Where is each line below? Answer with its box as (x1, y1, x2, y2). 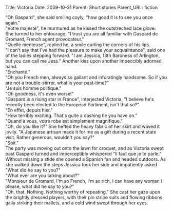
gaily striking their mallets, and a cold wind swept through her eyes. (5, 200, 148, 206)
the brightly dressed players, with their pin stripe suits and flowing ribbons (5, 195, 163, 200)
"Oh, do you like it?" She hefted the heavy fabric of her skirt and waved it (5, 123, 160, 129)
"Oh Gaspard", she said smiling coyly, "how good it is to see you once (5, 14, 153, 20)
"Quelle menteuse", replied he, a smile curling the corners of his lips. (5, 42, 150, 48)
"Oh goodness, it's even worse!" (5, 91, 74, 97)
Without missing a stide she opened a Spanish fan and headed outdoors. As (5, 156, 166, 162)
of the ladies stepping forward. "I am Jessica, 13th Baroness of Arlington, (5, 52, 160, 59)
